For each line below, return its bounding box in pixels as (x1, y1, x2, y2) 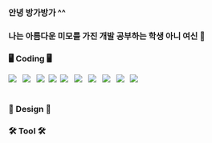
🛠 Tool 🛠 (8, 125, 47, 137)
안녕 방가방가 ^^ (8, 6, 66, 18)
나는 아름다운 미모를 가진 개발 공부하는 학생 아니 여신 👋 (8, 30, 206, 42)
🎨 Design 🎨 (8, 104, 51, 115)
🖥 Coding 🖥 (8, 53, 52, 64)
